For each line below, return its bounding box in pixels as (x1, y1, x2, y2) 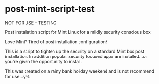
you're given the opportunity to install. (5, 58, 82, 64)
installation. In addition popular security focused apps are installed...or (5, 53, 147, 59)
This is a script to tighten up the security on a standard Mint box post (5, 48, 145, 54)
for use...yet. (5, 73, 31, 79)
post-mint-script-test (5, 3, 95, 15)
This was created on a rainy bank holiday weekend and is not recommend (5, 68, 155, 74)
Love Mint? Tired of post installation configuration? (5, 38, 108, 45)
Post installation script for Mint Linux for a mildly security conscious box (5, 29, 151, 35)
